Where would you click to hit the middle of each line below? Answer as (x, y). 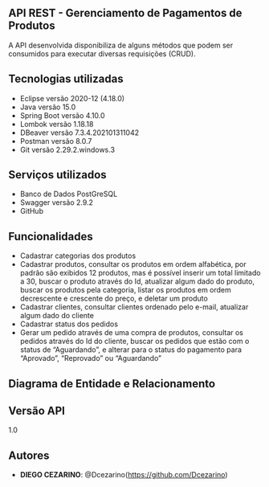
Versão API (37, 411)
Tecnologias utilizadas (66, 79)
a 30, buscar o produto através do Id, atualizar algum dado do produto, (137, 281)
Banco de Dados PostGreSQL (69, 194)
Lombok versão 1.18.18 (57, 124)
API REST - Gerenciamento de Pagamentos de (125, 13)
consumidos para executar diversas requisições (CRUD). (102, 53)
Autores (29, 455)
